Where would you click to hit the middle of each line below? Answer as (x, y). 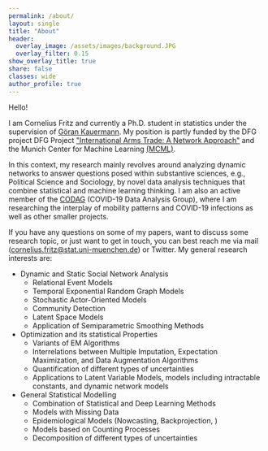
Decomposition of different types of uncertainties (115, 438)
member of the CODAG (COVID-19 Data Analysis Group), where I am (123, 199)
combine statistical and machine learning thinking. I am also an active (125, 190)
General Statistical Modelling (68, 394)
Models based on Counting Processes (96, 429)
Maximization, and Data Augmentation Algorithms (115, 360)
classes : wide (32, 76)
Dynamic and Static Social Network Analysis (94, 274)
